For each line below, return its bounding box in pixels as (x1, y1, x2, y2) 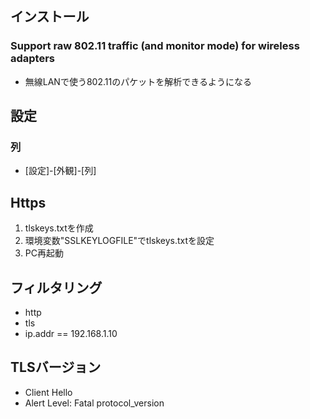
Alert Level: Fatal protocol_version (24, 397, 165, 409)
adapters (10, 52, 56, 66)
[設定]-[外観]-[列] (24, 165, 97, 177)
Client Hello (24, 386, 73, 398)
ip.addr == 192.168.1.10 (24, 328, 118, 339)
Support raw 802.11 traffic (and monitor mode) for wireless (10, 39, 300, 53)
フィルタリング (10, 279, 103, 296)
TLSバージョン (10, 359, 102, 376)
